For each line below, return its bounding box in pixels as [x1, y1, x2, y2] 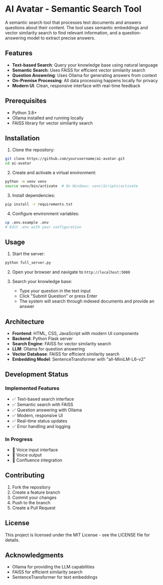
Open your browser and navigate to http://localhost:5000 [12, 269, 130, 275]
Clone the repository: [12, 147, 55, 153]
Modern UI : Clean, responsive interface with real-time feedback [12, 83, 141, 89]
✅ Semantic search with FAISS [12, 401, 73, 407]
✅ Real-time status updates [12, 418, 68, 424]
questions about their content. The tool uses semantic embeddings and [5, 24, 148, 30]
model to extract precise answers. [27, 35, 96, 41]
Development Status [5, 371, 69, 379]
